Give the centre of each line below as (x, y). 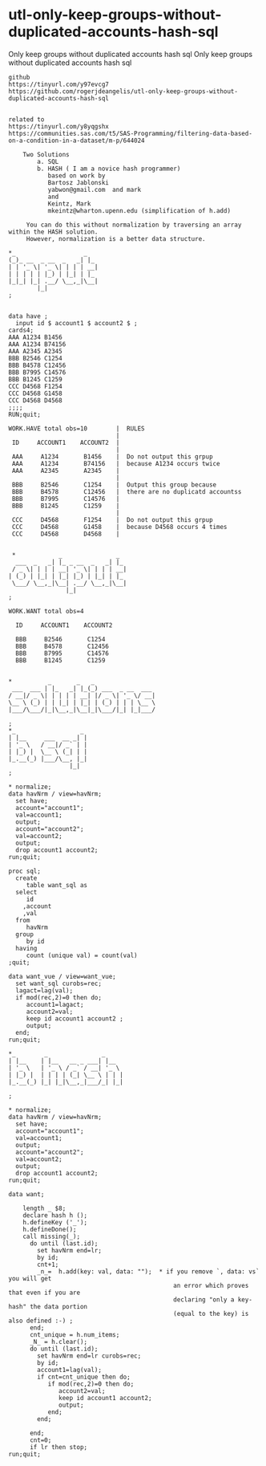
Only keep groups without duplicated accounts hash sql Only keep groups (131, 54)
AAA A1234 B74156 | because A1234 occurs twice (116, 463)
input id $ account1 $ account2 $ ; (77, 323)
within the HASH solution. (53, 232)
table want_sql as (57, 885)
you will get (30, 1278)
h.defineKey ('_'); (55, 1222)
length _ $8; (44, 1208)
